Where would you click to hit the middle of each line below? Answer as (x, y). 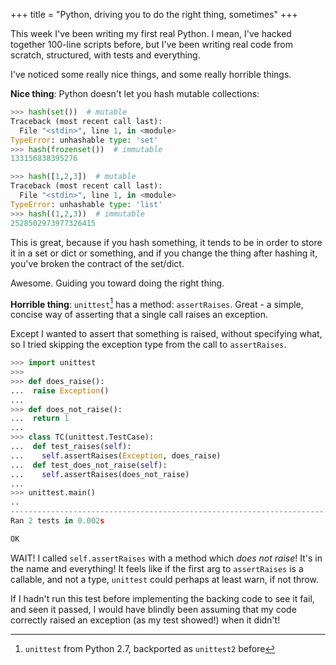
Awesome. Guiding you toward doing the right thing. (117, 283)
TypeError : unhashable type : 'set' (84, 140)
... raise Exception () (60, 390)
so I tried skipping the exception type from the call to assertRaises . (148, 345)
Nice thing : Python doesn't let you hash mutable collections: (135, 93)
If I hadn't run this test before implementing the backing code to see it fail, (162, 598)
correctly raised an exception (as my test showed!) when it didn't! (145, 620)
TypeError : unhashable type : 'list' (86, 204)
